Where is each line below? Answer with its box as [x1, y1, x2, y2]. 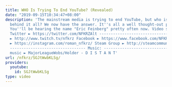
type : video [5, 74, 31, 79]
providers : [5, 60, 29, 65]
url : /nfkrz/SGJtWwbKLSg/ [5, 55, 60, 60]
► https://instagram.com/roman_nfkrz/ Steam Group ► [10, 41, 125, 46]
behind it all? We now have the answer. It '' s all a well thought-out [10, 21, 164, 27]
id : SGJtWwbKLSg [14, 70, 50, 75]
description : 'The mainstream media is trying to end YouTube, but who [5, 17, 161, 22]
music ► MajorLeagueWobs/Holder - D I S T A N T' [10, 50, 118, 55]
